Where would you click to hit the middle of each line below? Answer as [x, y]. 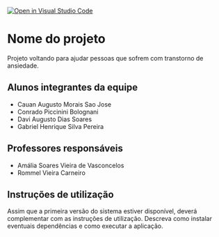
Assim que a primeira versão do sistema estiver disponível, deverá [102, 211]
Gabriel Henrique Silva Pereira [60, 126]
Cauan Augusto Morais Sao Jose [64, 104]
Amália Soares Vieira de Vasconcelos [71, 165]
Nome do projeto [56, 39]
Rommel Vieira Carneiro [51, 173]
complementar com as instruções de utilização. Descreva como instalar [109, 219]
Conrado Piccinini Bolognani [58, 112]
